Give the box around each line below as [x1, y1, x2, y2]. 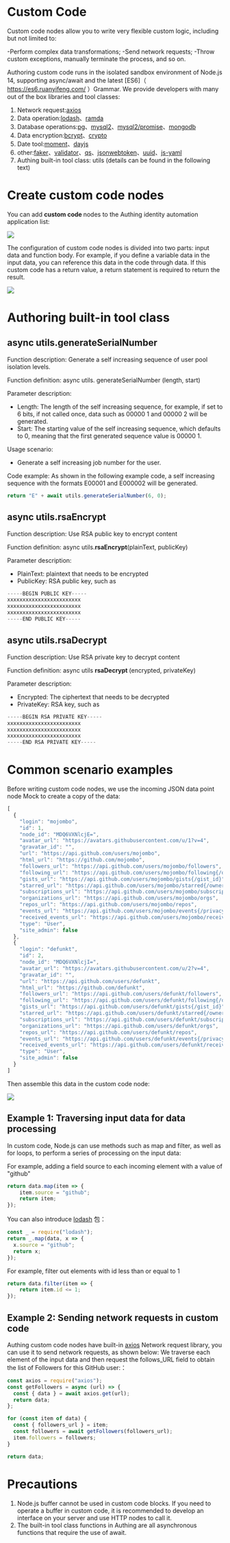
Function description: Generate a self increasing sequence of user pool [7, 355, 208, 363]
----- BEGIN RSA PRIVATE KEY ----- [7, 713, 103, 720]
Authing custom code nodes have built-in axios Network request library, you [7, 1340, 222, 1349]
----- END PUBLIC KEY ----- [7, 616, 81, 622]
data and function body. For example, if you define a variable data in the [7, 251, 210, 259]
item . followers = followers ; [13, 1434, 97, 1441]
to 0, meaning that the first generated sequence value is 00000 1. [16, 431, 202, 440]
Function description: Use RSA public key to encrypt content [7, 530, 178, 538]
